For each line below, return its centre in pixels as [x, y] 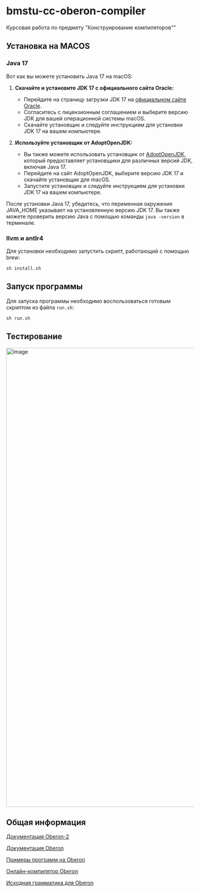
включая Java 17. [45, 167]
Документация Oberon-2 [38, 837]
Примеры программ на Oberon [46, 860]
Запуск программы [45, 287]
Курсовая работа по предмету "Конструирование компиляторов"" [91, 27]
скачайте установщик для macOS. [67, 179]
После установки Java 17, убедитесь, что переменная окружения [89, 203]
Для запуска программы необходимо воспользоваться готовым [88, 301]
